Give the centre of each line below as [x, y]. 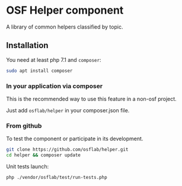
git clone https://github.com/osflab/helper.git [67, 150]
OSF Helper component [65, 10]
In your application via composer [54, 86]
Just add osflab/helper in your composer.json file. [68, 110]
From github [24, 125]
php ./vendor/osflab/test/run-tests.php [57, 177]
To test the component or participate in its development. [75, 139]
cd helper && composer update [44, 155]
